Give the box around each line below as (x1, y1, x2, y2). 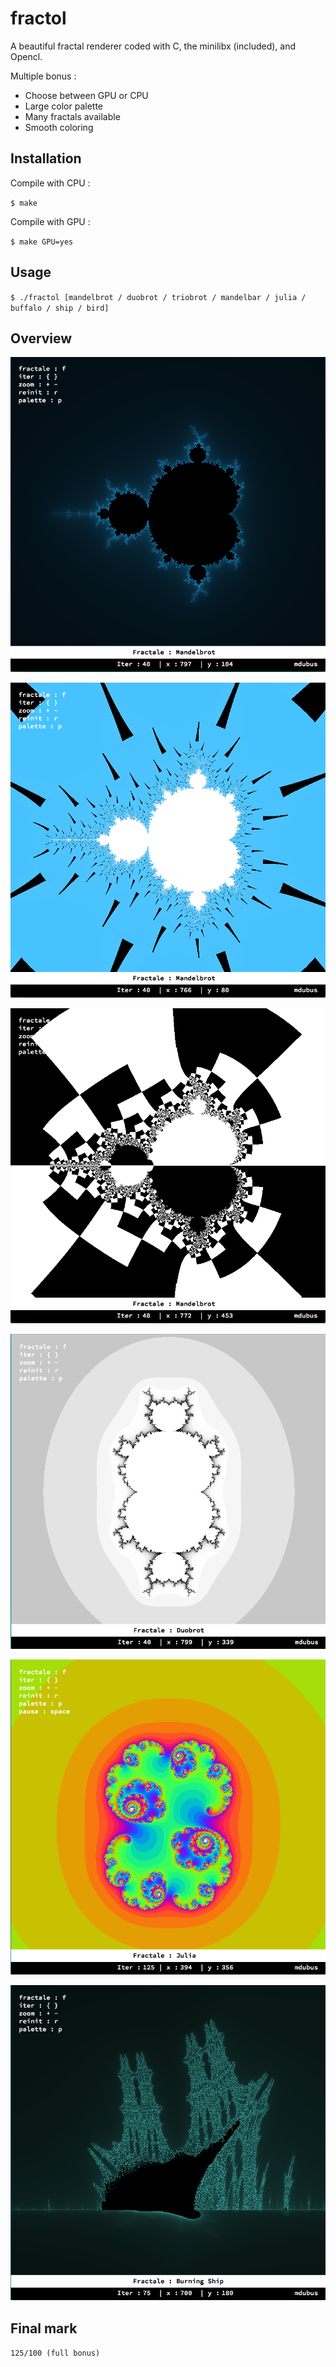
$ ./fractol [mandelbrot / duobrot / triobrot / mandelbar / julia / (10, 292, 307, 302)
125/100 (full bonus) (10, 2348, 101, 2359)
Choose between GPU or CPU (24, 89, 149, 101)
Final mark (10, 2320, 78, 2337)
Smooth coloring (24, 121, 94, 133)
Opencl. (10, 50, 43, 62)
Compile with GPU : (10, 215, 91, 227)
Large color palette (24, 100, 103, 112)
